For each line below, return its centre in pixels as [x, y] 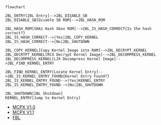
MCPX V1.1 [23, 112]
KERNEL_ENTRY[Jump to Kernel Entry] [43, 98]
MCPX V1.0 [24, 107]
